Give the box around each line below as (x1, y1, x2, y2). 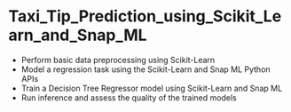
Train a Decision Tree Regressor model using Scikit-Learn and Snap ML (20, 83, 283, 93)
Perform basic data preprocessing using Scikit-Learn (20, 54, 216, 65)
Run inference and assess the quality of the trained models (20, 92, 237, 103)
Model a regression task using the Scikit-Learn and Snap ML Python (20, 64, 271, 75)
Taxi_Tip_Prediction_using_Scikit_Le (8, 6, 282, 27)
